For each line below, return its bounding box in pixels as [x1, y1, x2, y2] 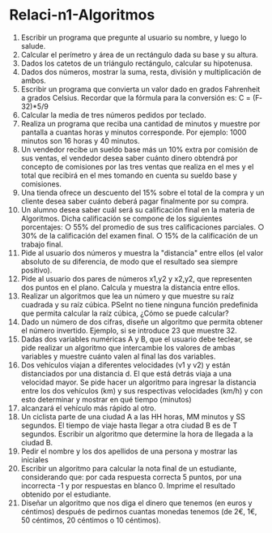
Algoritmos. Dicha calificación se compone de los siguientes [20, 213, 223, 223]
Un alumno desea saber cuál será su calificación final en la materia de [20, 204, 255, 214]
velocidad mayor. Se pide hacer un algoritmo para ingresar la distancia [20, 377, 257, 387]
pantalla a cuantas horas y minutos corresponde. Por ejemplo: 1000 [20, 127, 247, 137]
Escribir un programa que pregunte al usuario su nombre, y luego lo [20, 32, 247, 42]
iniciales [20, 454, 49, 464]
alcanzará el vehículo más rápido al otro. [20, 403, 156, 413]
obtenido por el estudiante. [20, 489, 112, 499]
